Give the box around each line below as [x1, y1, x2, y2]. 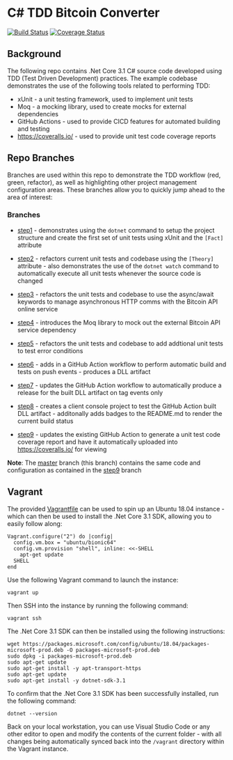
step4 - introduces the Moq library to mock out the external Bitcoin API [17, 318, 220, 327]
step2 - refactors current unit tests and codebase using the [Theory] [17, 254, 214, 263]
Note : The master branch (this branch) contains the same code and [7, 458, 200, 467]
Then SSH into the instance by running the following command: [7, 601, 189, 610]
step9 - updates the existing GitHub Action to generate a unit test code [17, 430, 220, 438]
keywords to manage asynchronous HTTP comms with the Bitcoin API [17, 297, 218, 306]
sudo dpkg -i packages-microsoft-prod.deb [7, 653, 132, 660]
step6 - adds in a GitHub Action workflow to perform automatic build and [17, 360, 227, 369]
